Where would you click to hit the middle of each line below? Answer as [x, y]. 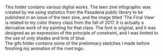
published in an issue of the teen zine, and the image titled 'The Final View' [80, 17]
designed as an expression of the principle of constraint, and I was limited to [81, 33]
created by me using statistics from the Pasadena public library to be [74, 12]
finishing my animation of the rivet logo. [45, 48]
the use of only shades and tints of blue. [45, 38]
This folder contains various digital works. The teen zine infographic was [78, 7]
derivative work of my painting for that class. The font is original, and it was [81, 28]
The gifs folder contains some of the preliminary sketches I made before [77, 43]
